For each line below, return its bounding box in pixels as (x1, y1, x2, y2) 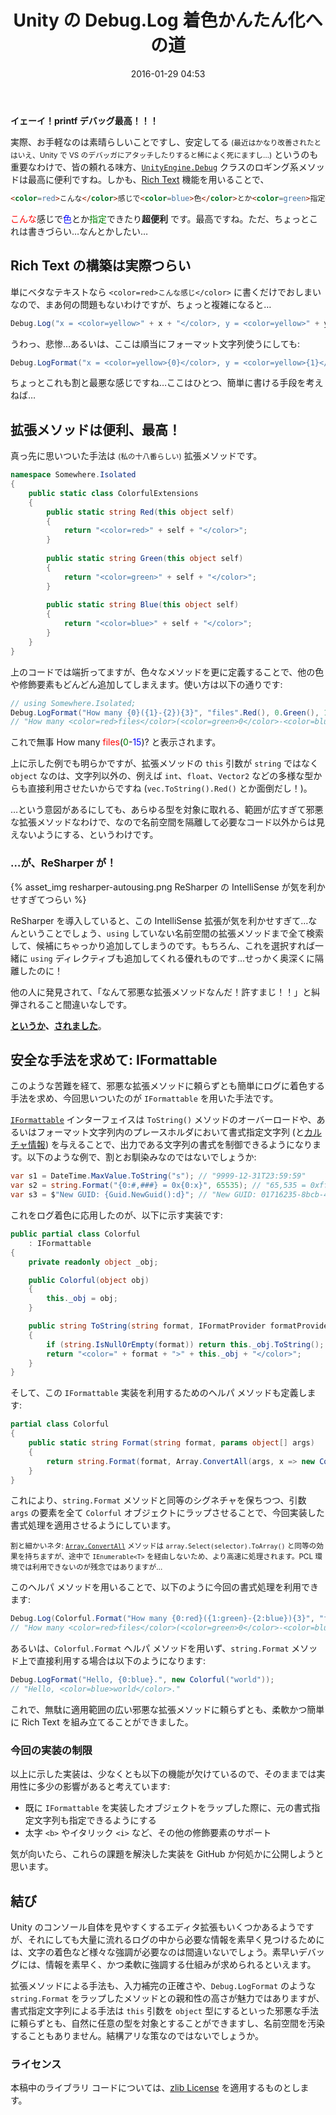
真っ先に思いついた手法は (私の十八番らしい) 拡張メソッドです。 (10, 450, 263, 462)
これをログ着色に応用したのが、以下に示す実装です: (10, 1209, 223, 1221)
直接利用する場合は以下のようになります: (36, 1655, 207, 1667)
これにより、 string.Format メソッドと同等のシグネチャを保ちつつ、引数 (10, 1494, 307, 1506)
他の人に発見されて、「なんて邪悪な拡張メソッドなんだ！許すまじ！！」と (10, 986, 312, 998)
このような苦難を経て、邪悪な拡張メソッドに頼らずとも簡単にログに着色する (10, 1080, 326, 1092)
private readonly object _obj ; (28, 1257, 159, 1267)
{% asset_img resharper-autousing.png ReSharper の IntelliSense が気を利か (10, 881, 326, 893)
